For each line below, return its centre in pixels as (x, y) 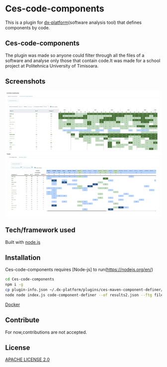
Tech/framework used (40, 230)
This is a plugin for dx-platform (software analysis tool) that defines (73, 22)
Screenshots (25, 82)
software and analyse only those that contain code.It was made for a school (83, 61)
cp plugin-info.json (27, 290)
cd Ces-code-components (30, 279)
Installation (23, 257)
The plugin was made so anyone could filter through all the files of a (75, 55)
